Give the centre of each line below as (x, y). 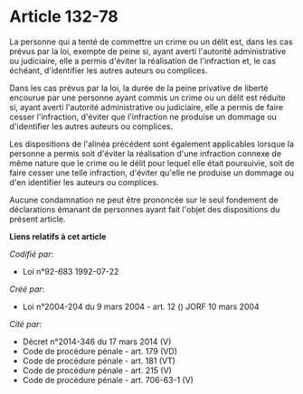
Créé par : (27, 289)
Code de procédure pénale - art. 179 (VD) (100, 351)
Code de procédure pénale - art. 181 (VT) (99, 361)
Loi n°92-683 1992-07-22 (71, 271)
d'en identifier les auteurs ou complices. (84, 182)
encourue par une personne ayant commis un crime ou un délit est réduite (148, 98)
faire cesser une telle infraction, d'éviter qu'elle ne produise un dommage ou (152, 173)
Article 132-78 (64, 17)
